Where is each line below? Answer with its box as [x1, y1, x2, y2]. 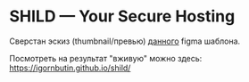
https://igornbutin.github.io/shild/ [9, 62, 131, 73]
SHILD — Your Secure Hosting [9, 6, 236, 27]
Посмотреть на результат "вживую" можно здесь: [9, 53, 203, 63]
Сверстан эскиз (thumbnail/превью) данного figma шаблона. [9, 36, 241, 46]
